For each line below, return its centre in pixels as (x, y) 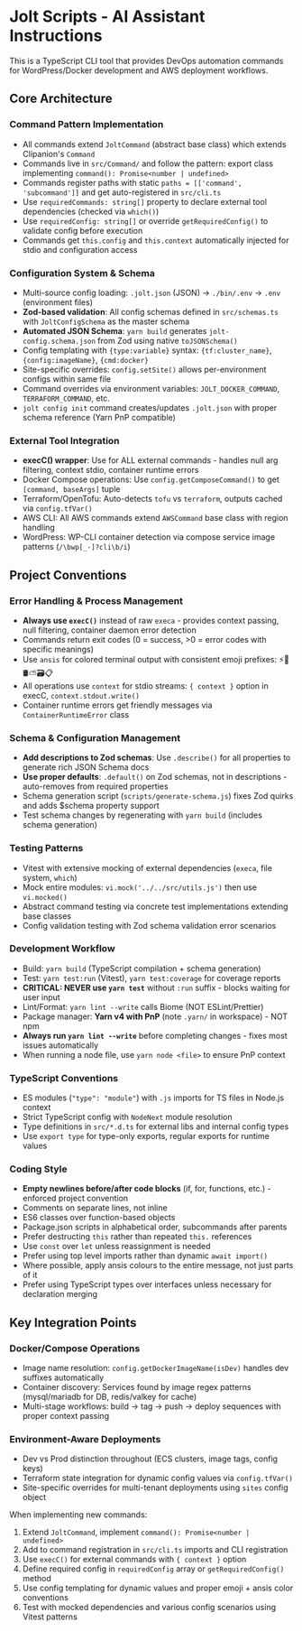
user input (41, 997)
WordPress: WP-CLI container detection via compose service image (149, 537)
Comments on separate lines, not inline (95, 1208)
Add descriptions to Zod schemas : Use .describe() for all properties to (156, 758)
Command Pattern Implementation (87, 125)
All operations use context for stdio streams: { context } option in (145, 686)
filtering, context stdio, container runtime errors (110, 470)
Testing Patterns (46, 848)
